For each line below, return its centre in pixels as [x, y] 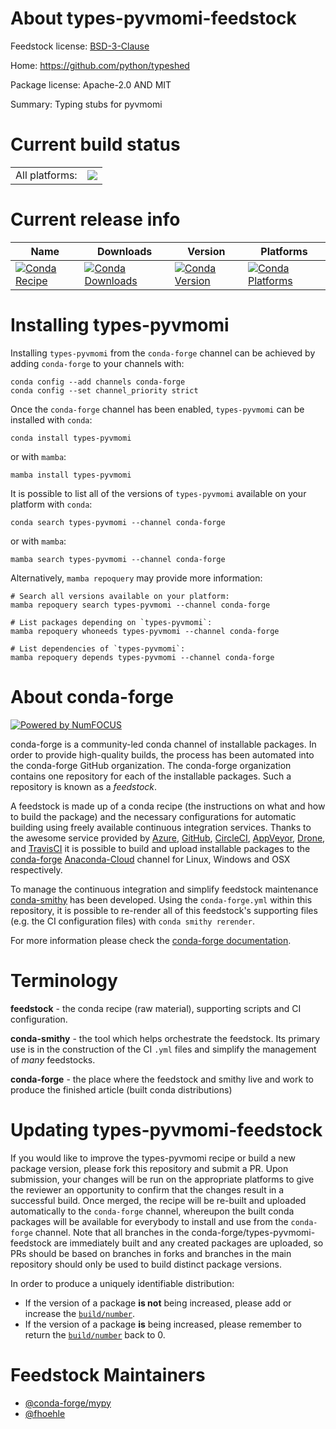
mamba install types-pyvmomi [71, 475]
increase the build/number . [80, 1313]
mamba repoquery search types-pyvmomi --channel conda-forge [140, 605]
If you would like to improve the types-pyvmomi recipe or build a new [153, 1158]
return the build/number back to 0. [95, 1334]
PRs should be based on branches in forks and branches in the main [151, 1253]
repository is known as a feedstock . [84, 786]
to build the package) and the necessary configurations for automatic [153, 816]
